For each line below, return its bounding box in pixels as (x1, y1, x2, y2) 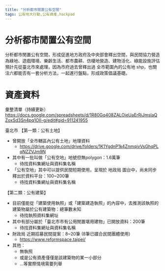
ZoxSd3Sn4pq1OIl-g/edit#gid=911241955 (5, 117, 88, 123)
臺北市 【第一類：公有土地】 (5, 128, 62, 134)
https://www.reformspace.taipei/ (19, 237, 86, 242)
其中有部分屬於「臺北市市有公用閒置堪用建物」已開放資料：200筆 (12, 219, 145, 225)
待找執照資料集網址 (19, 212, 59, 218)
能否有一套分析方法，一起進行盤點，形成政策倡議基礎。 (18, 70, 130, 76)
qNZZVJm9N (19, 149, 46, 155)
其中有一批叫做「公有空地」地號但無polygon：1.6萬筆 (12, 155, 121, 161)
